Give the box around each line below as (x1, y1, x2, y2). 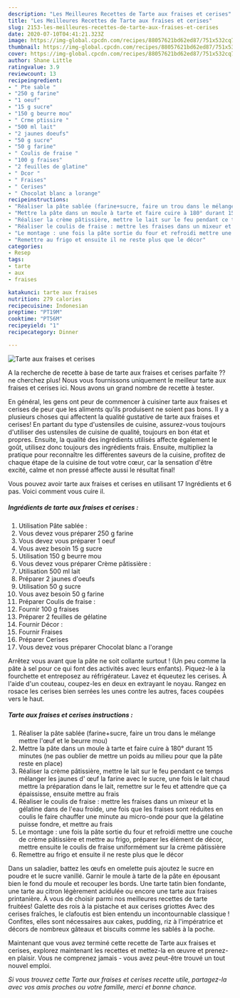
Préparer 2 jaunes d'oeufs (18, 574, 95, 583)
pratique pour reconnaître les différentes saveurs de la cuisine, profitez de (8, 450, 226, 459)
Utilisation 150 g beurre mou (18, 551, 102, 560)
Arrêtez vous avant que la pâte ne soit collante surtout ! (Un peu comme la (8, 656, 226, 665)
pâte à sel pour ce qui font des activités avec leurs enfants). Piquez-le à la (8, 664, 226, 672)
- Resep (8, 249, 31, 257)
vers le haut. (8, 694, 45, 703)
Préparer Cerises (18, 635, 69, 643)
